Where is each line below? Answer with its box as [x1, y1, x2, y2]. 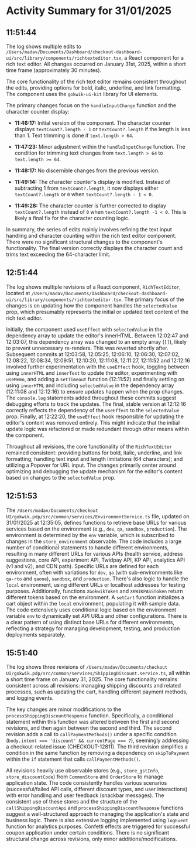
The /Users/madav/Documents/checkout [6, 507, 98, 514]
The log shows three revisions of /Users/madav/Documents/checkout [6, 664, 168, 671]
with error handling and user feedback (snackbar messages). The [6, 792, 164, 799]
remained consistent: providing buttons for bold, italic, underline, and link [6, 449, 183, 456]
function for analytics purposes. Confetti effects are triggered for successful [6, 823, 190, 830]
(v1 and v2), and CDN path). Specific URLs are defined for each [6, 562, 159, 569]
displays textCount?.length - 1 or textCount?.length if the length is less [14, 126, 191, 132]
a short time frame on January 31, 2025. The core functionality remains [6, 676, 178, 683]
